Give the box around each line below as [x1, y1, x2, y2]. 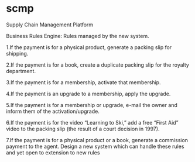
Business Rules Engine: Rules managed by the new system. [6, 32, 149, 39]
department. [6, 67, 36, 74]
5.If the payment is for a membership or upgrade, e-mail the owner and [6, 101, 177, 108]
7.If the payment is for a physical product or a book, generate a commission [6, 136, 189, 143]
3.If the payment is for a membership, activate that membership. [6, 78, 161, 86]
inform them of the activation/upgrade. [6, 108, 100, 115]
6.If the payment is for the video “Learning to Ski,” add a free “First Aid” [6, 119, 179, 126]
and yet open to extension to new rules [6, 149, 100, 156]
